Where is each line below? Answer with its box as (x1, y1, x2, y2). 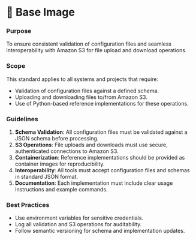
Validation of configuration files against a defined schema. (14, 87, 159, 94)
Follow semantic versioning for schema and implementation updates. (14, 227, 185, 235)
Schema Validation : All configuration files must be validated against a (14, 128, 188, 136)
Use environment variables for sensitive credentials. (14, 214, 144, 221)
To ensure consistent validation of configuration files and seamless (6, 40, 172, 47)
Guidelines (6, 115, 38, 123)
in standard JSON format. (14, 173, 79, 181)
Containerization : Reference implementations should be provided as (14, 154, 185, 161)
